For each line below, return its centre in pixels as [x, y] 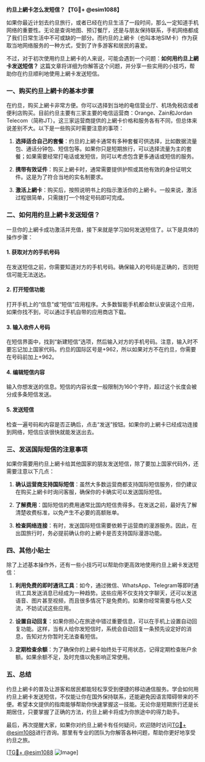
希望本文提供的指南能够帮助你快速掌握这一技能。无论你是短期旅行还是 [105, 704]
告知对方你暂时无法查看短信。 [63, 636]
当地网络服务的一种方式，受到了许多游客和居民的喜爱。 [81, 45]
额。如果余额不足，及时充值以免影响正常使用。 [74, 657]
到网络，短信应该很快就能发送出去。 [52, 432]
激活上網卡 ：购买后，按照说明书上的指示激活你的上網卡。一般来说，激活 [106, 190]
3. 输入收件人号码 [28, 327]
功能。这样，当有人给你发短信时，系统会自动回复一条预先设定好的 [103, 629]
